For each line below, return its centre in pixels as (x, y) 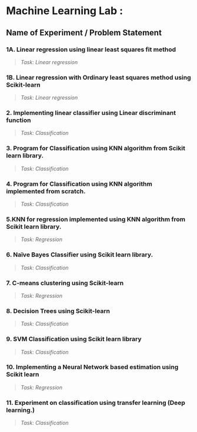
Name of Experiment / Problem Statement (84, 33)
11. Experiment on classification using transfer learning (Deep (96, 403)
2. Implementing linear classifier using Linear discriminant (91, 113)
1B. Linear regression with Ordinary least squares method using (98, 77)
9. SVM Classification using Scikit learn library (74, 339)
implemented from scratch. (46, 191)
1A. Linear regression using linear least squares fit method (91, 50)
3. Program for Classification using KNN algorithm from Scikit (96, 149)
